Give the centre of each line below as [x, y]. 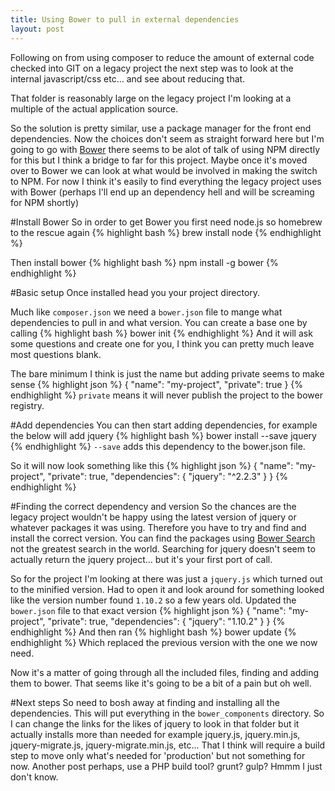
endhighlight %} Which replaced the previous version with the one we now [164, 642]
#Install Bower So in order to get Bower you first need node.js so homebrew [166, 222]
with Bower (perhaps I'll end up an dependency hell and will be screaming [162, 192]
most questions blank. [56, 354]
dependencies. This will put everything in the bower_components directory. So [167, 713]
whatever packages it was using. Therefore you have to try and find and [158, 527]
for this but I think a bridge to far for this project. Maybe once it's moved [159, 160]
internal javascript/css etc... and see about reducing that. [128, 78]
